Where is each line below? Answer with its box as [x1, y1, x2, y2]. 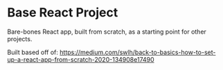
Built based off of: [7, 48, 59, 56]
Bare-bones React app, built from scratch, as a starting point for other [7, 27, 206, 36]
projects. [7, 34, 33, 43]
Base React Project [7, 5, 118, 21]
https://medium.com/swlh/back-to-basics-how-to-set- [60, 48, 216, 56]
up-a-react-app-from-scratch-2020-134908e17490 [7, 55, 154, 63]
